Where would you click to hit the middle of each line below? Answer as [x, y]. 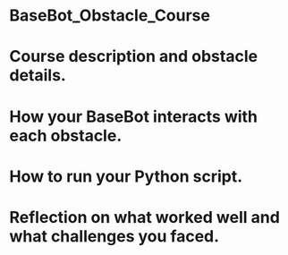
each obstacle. [66, 136]
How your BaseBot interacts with [133, 116]
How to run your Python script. [126, 176]
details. [38, 76]
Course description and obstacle [133, 57]
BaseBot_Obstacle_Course [110, 16]
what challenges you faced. [114, 236]
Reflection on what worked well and [144, 217]
